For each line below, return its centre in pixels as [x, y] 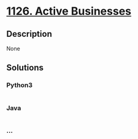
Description [29, 34]
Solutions [25, 68]
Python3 [19, 85]
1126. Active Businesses [69, 11]
